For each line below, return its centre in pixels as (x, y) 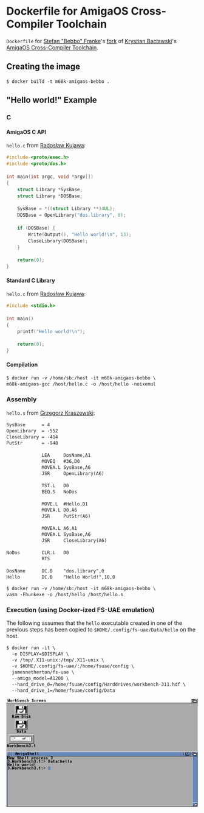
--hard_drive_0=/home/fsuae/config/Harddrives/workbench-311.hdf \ (99, 685)
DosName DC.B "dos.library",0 (55, 571)
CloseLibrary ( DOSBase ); (58, 241)
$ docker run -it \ (31, 648)
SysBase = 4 (28, 424)
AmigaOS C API (26, 132)
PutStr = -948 (32, 443)
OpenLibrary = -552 (32, 431)
